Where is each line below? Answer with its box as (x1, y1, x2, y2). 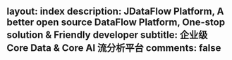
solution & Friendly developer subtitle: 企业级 (6, 29, 208, 41)
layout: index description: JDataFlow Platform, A (6, 6, 224, 17)
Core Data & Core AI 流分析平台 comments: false (6, 42, 221, 54)
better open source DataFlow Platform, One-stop (6, 17, 226, 29)
